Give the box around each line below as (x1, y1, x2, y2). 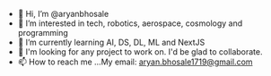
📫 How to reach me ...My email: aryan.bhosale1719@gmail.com (17, 56, 253, 67)
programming (17, 28, 69, 38)
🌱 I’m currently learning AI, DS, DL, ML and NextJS (17, 37, 205, 47)
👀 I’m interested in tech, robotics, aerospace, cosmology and (17, 18, 243, 29)
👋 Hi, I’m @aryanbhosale (17, 9, 109, 19)
